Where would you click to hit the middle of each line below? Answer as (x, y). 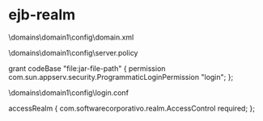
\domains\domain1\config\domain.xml (71, 37)
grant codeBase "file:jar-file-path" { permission (87, 68)
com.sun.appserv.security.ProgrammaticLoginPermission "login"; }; (121, 77)
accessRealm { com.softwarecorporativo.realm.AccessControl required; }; (131, 108)
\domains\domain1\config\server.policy (73, 52)
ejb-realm (42, 15)
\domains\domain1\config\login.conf (69, 92)
